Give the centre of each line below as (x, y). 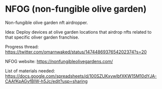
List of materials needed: (30, 71)
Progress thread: (22, 46)
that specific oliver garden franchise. (42, 37)
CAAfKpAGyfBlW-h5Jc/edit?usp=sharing (46, 81)
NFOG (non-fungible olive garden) (76, 9)
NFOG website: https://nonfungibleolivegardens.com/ (59, 61)
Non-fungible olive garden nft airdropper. (46, 22)
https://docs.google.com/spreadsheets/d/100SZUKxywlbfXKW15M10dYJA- (81, 76)
